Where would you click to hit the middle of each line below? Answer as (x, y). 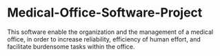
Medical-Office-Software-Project (105, 13)
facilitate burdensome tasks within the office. (71, 46)
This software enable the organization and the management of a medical (110, 32)
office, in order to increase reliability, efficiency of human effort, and (104, 39)
